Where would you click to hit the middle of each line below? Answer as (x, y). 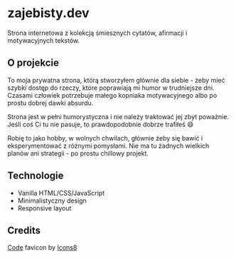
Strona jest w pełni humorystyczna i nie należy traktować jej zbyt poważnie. (118, 116)
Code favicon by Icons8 (42, 248)
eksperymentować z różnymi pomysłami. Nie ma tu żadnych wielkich (108, 146)
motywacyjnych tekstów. (44, 40)
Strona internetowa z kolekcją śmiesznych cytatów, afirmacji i (97, 33)
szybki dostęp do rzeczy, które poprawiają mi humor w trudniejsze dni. (111, 88)
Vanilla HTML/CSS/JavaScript (61, 193)
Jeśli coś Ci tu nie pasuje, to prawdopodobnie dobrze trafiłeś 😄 (101, 124)
